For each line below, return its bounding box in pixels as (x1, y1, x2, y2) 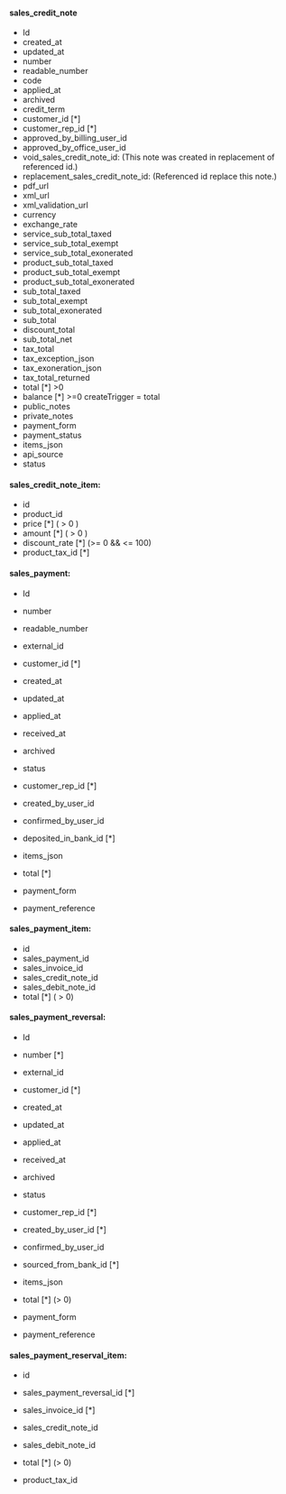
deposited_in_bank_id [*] (22, 833, 115, 844)
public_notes (22, 401, 70, 412)
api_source (22, 449, 64, 460)
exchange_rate (22, 219, 78, 230)
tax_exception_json (22, 353, 95, 364)
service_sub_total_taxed (22, 228, 112, 239)
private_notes (22, 410, 74, 421)
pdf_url (22, 180, 50, 191)
